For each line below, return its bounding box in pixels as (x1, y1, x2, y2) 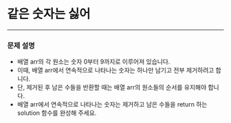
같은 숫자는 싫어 (7, 6, 91, 22)
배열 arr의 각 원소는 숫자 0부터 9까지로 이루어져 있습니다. (16, 57, 170, 66)
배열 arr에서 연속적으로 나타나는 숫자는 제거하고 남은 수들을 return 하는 (16, 100, 208, 109)
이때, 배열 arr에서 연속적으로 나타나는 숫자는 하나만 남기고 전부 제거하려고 (16, 66, 214, 74)
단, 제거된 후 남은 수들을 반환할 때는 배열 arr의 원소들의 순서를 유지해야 (16, 83, 207, 92)
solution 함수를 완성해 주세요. (16, 109, 97, 117)
